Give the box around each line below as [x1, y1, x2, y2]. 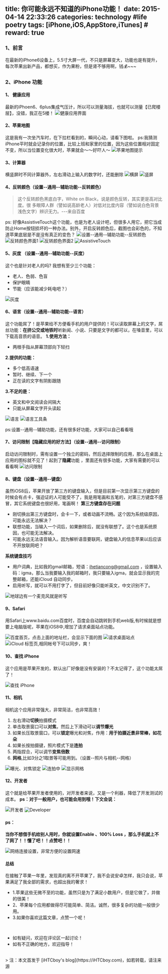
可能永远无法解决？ [12, 517, 52, 523]
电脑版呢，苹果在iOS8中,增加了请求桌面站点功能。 [13, 624, 117, 630]
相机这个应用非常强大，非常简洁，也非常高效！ [5, 707, 101, 713]
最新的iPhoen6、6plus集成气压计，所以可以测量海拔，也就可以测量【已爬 [5, 104, 156, 110]
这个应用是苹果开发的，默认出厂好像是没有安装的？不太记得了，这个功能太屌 [5, 665, 163, 671]
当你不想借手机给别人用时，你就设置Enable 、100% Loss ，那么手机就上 [5, 831, 155, 837]
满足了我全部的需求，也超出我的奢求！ [9, 879, 88, 885]
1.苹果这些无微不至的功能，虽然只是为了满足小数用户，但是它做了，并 [12, 889, 156, 895]
